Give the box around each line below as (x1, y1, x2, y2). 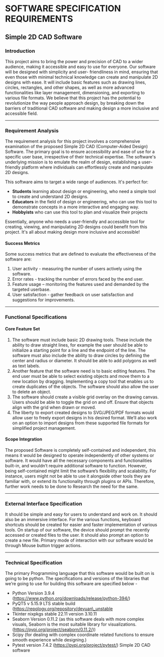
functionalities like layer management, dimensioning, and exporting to (5, 89, 145, 95)
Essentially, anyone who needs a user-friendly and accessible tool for (5, 219, 145, 225)
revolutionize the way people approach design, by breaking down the (5, 100, 144, 106)
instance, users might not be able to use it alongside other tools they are (5, 473, 150, 479)
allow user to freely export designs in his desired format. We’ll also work (12, 415, 157, 420)
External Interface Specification (5, 500, 82, 507)
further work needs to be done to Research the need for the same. (5, 483, 139, 489)
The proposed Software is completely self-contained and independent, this (5, 447, 156, 453)
